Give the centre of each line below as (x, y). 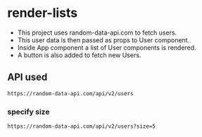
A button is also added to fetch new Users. (79, 55)
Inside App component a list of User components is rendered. (107, 47)
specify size (29, 112)
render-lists (43, 13)
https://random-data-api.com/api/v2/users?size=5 (82, 126)
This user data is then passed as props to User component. (103, 40)
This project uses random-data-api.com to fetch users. (97, 32)
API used (27, 77)
